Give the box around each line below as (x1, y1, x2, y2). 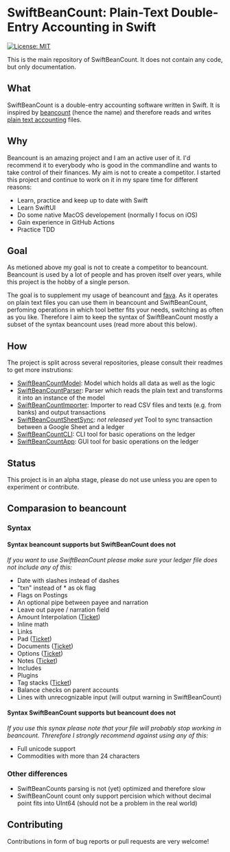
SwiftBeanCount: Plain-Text (7, 5, 169, 21)
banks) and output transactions (16, 408, 106, 417)
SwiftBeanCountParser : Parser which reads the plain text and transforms (16, 387, 223, 395)
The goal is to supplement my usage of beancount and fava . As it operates (7, 291, 218, 299)
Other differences (7, 769, 68, 779)
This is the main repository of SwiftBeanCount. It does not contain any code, (7, 55, 223, 63)
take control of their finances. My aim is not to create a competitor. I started (7, 168, 221, 176)
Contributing (7, 819, 63, 831)
